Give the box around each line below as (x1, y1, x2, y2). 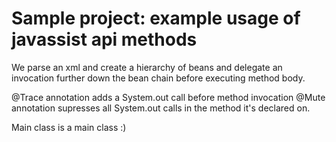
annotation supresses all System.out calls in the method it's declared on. (11, 102, 311, 114)
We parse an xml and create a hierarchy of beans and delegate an (11, 61, 283, 73)
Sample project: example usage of (11, 7, 301, 30)
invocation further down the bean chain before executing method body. (11, 72, 306, 84)
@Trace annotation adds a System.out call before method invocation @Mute (11, 91, 326, 103)
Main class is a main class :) (11, 121, 127, 133)
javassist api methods (11, 28, 198, 51)
